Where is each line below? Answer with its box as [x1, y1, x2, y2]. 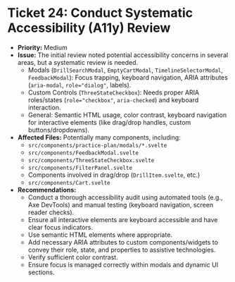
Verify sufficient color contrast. [27, 252, 118, 262]
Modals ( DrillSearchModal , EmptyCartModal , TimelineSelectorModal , [27, 66, 224, 74]
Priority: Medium [17, 43, 68, 51]
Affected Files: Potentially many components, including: [17, 133, 181, 142]
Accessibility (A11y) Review [7, 20, 171, 36]
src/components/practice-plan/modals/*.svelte [27, 142, 167, 149]
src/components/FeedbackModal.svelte [27, 149, 139, 157]
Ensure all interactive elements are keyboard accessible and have [27, 215, 218, 223]
